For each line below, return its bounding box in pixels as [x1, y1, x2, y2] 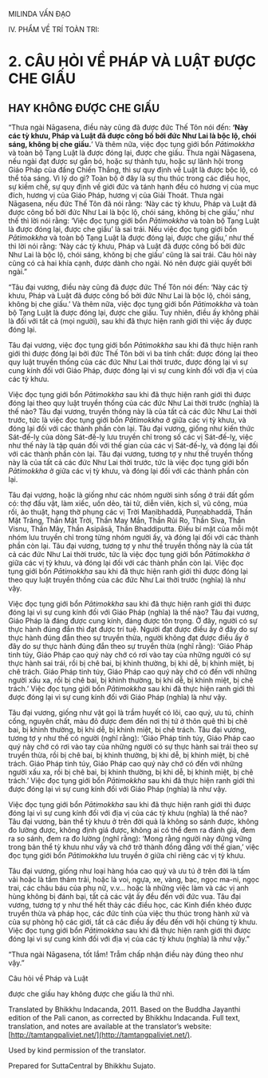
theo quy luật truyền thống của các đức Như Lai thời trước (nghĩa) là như [8, 575, 246, 584]
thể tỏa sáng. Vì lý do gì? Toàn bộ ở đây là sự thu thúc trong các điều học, [8, 173, 251, 183]
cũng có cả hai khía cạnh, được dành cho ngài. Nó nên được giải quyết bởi [8, 258, 253, 268]
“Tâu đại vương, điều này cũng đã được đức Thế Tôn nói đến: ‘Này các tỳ [8, 282, 249, 292]
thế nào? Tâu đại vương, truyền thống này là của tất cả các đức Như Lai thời [8, 407, 258, 416]
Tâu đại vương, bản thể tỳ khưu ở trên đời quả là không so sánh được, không [8, 817, 259, 826]
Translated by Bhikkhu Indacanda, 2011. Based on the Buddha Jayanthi [8, 1004, 241, 1014]
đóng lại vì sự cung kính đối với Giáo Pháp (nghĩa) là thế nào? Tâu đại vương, [8, 607, 259, 617]
